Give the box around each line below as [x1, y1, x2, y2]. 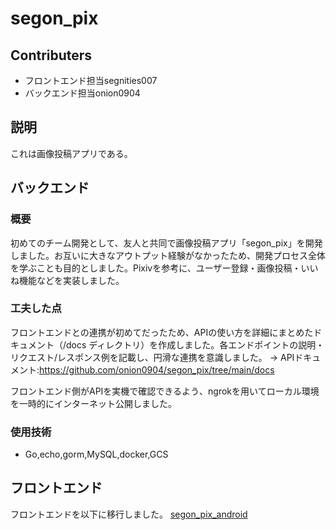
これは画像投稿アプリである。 [10, 147, 133, 159]
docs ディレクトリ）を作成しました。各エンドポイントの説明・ [66, 338, 325, 351]
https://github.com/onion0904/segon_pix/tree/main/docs [39, 363, 275, 376]
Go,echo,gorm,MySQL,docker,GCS [24, 448, 169, 461]
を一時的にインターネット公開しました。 [10, 397, 177, 409]
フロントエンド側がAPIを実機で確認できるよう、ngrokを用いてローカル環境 [10, 385, 320, 397]
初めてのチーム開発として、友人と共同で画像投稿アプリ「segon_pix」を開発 [10, 237, 323, 249]
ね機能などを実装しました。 [10, 274, 125, 286]
